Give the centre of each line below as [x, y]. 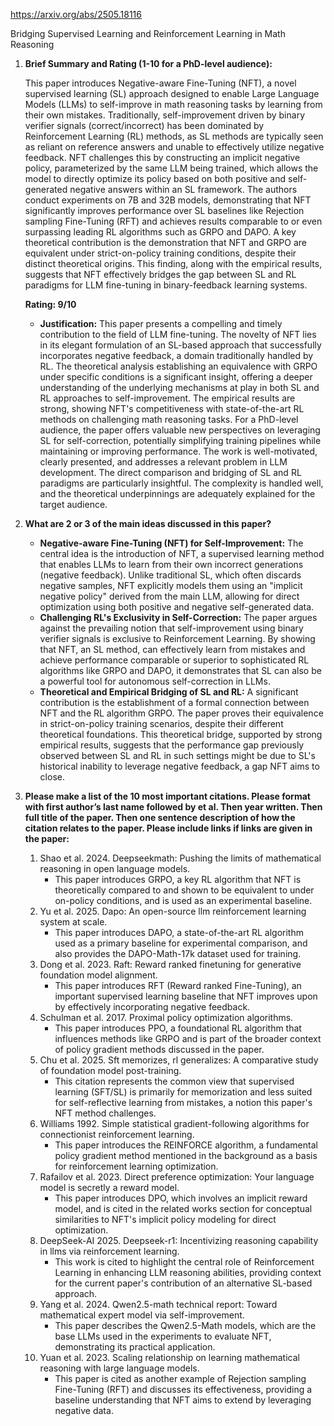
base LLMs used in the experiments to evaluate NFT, [163, 1336]
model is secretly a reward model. [109, 1187]
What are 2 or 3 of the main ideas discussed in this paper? [148, 523]
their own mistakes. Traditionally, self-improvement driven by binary [164, 115]
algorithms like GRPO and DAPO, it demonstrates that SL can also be [180, 670]
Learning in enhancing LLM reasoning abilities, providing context [188, 1272]
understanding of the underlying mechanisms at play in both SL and [179, 387]
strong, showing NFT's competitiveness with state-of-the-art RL [172, 408]
